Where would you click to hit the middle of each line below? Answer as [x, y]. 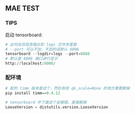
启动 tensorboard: [24, 35]
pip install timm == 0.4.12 [33, 93]
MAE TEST [22, 8]
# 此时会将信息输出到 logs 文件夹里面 [41, 44]
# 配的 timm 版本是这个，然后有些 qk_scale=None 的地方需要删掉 [67, 88]
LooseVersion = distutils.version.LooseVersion [57, 107]
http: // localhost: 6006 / [31, 63]
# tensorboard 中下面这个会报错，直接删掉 [46, 102]
